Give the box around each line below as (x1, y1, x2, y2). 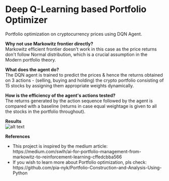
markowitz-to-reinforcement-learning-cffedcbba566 (12, 154, 122, 160)
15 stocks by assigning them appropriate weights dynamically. (5, 82, 134, 89)
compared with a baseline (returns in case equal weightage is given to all (5, 103, 157, 109)
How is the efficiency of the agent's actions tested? (5, 92, 116, 98)
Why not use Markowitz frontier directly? (5, 40, 93, 46)
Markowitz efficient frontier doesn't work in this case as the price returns (5, 46, 157, 52)
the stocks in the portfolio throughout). (5, 108, 86, 114)
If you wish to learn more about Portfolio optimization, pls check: (12, 159, 147, 165)
